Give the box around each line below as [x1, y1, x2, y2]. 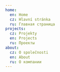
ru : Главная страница [10, 21, 55, 27]
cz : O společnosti [10, 50, 49, 55]
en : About [10, 54, 30, 60]
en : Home [10, 12, 28, 17]
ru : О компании [10, 59, 42, 64]
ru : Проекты [10, 41, 35, 46]
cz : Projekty [10, 31, 37, 36]
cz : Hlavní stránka [10, 17, 51, 22]
